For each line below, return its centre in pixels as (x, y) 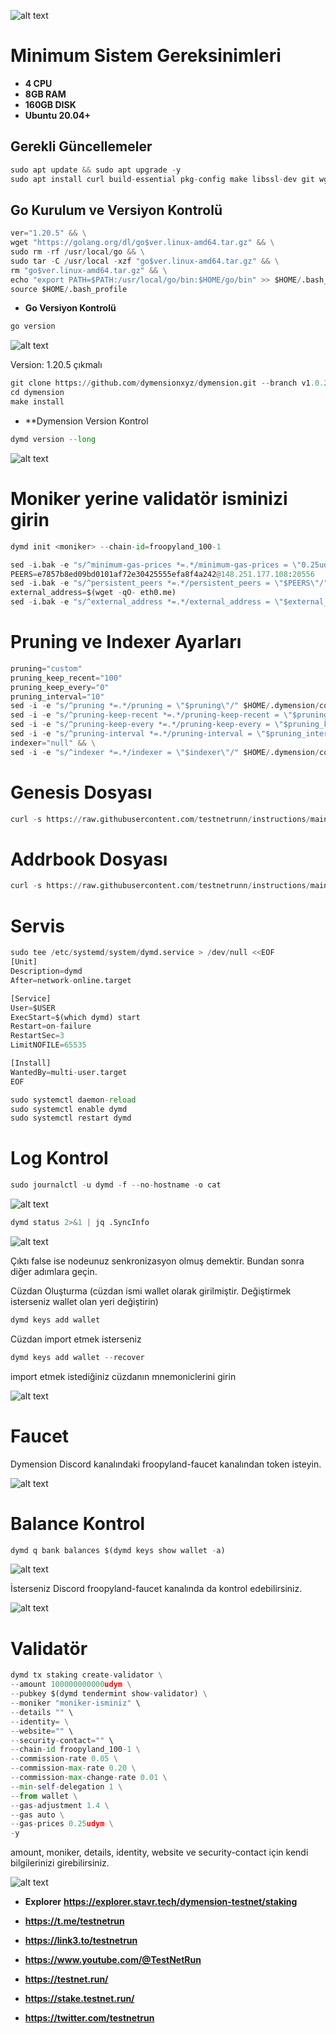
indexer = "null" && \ (53, 743)
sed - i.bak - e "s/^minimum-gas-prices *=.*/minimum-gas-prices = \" (156, 565)
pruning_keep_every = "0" (60, 687)
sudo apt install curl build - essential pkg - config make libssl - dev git (162, 179)
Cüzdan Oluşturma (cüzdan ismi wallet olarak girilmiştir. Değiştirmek (151, 1291)
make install (37, 402)
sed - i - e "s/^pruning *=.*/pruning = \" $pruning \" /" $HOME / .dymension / (165, 706)
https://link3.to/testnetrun (81, 1941)
